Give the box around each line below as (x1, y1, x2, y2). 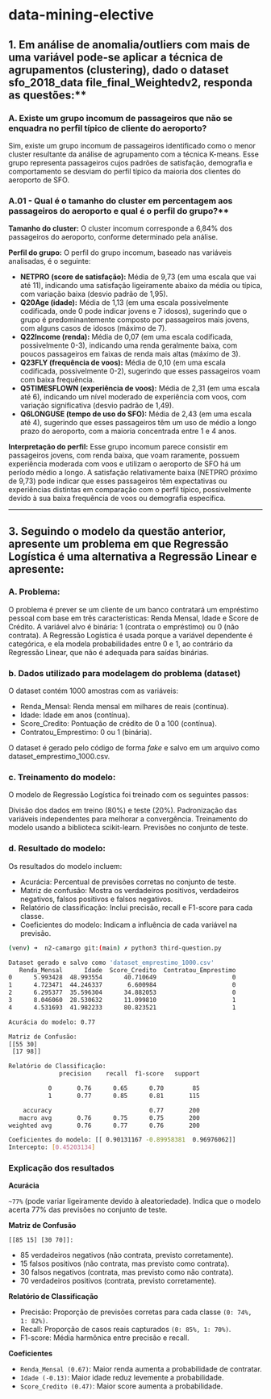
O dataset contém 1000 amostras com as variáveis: (8, 686, 179, 695)
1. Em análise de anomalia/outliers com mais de (8, 38, 251, 52)
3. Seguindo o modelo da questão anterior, (8, 524, 227, 538)
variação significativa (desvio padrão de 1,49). (19, 401, 175, 411)
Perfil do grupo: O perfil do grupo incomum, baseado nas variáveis (8, 248, 232, 257)
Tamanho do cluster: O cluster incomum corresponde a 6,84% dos (8, 223, 232, 233)
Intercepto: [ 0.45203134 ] (8, 1143, 95, 1151)
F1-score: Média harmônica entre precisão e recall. (19, 1333, 190, 1343)
